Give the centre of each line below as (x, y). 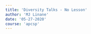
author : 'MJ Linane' (27, 14)
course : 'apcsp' (22, 24)
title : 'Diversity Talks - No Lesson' (46, 10)
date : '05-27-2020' (26, 19)
